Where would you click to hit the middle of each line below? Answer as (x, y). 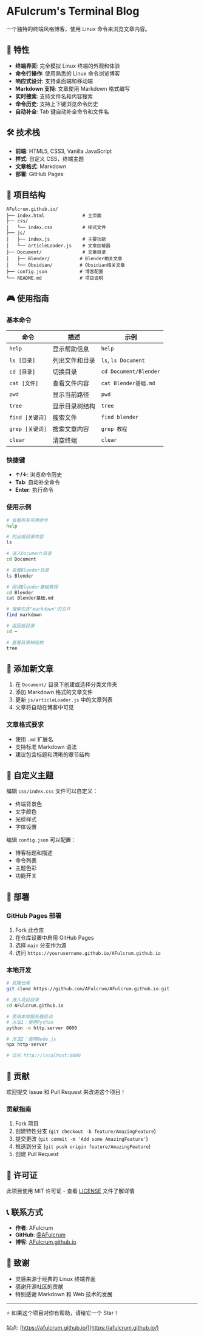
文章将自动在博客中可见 (44, 708)
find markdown (24, 615)
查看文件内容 (71, 383)
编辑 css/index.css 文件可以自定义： (52, 791)
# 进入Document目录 (29, 554)
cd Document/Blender (131, 372)
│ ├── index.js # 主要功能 (56, 239)
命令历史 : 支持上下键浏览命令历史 (56, 104)
